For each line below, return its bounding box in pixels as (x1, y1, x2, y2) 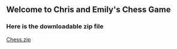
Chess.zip (6, 35, 31, 43)
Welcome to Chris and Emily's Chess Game (6, 5, 171, 15)
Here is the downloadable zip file (6, 22, 104, 31)
